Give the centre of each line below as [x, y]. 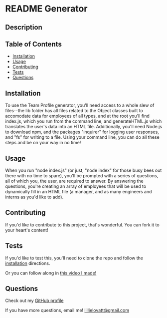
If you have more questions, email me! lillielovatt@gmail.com [67, 310]
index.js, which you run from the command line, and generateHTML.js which [83, 121]
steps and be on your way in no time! [43, 143]
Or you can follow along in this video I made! [51, 273]
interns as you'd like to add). [34, 197]
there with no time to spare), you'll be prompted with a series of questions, [82, 176]
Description [24, 27]
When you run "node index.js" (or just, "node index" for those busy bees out [83, 170]
